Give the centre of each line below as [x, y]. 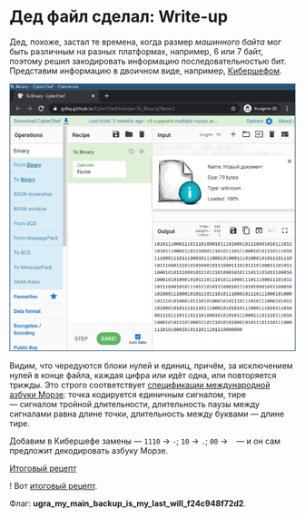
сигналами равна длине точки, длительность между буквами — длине [147, 414]
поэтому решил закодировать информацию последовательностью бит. [148, 61]
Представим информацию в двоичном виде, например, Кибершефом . [146, 71]
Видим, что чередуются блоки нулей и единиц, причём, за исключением [151, 366]
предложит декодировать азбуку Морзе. [89, 451]
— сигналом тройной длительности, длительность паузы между [135, 405]
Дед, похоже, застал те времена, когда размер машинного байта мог [146, 42]
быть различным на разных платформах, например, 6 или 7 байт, [137, 51]
